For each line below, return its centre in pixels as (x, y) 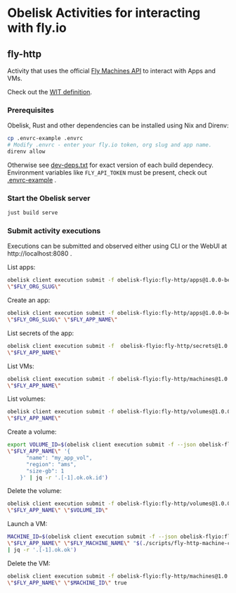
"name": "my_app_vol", (59, 458)
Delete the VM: (29, 563)
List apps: (21, 267)
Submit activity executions (54, 231)
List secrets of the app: (41, 333)
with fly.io (37, 28)
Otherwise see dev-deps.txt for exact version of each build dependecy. (111, 165)
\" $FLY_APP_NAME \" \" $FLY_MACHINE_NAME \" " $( (75, 544)
